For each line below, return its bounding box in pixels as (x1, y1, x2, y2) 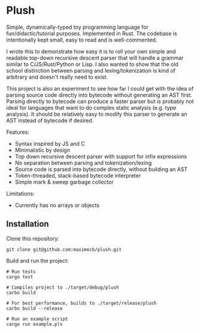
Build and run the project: (6, 257, 69, 264)
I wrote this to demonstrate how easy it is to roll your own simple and (6, 47, 176, 55)
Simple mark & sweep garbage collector (14, 178, 114, 185)
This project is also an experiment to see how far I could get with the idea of (6, 85, 194, 92)
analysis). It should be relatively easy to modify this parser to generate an (6, 110, 187, 118)
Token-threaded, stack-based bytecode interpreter (14, 172, 141, 179)
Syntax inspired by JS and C (14, 140, 85, 147)
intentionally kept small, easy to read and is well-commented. (6, 36, 157, 43)
